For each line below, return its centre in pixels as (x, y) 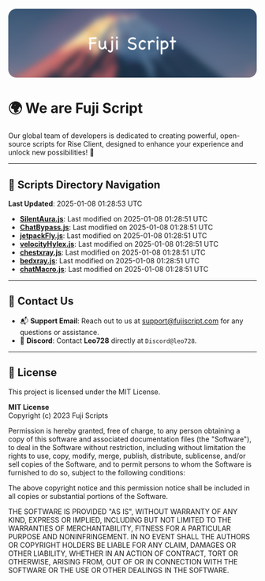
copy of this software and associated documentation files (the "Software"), (130, 439)
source (20, 144)
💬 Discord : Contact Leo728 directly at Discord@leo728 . (108, 341)
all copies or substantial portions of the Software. (88, 496)
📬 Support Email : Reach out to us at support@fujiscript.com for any (131, 321)
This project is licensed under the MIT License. (84, 392)
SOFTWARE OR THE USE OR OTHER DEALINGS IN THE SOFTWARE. (119, 570)
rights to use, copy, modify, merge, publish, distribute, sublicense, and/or (127, 456)
